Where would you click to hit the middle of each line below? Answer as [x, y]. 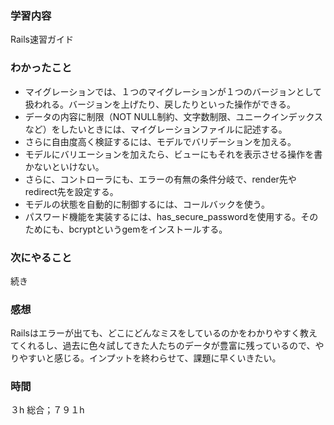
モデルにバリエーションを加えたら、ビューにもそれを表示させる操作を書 [173, 154]
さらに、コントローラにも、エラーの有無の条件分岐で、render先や [160, 179]
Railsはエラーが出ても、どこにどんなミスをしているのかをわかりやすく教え [164, 333]
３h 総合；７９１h [47, 410]
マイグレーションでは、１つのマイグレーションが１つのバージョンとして [173, 91]
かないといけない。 [64, 166]
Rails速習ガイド [42, 39]
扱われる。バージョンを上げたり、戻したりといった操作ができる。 [160, 104]
